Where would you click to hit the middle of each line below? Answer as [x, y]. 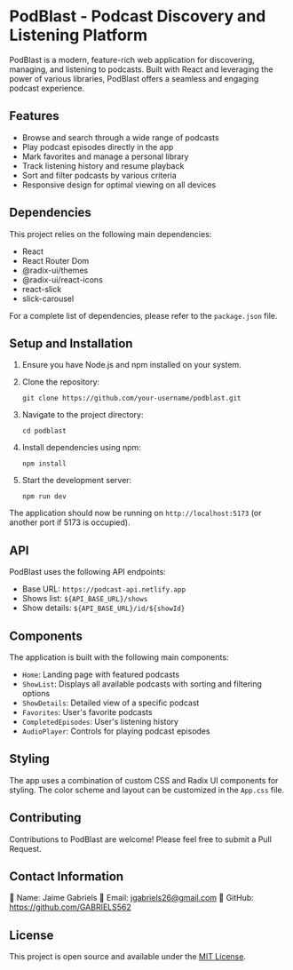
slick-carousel [48, 298]
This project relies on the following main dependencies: [111, 234]
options [36, 693]
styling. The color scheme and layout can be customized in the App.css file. [147, 790]
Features [34, 116]
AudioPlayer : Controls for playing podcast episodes [116, 731]
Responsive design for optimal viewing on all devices [119, 185]
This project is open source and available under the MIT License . [128, 957]
